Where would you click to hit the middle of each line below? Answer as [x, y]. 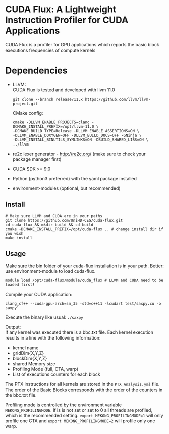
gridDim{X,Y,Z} [28, 353]
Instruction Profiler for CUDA [67, 20]
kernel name [25, 348]
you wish [14, 233]
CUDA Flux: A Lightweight [61, 9]
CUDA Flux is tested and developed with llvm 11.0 [64, 90]
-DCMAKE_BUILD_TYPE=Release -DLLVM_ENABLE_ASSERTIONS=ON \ [76, 131]
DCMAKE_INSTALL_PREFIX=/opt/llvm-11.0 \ [55, 127]
